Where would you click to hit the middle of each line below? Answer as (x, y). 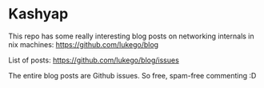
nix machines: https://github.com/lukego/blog (83, 44)
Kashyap (38, 14)
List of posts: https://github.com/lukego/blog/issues (94, 60)
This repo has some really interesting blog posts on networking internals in (131, 36)
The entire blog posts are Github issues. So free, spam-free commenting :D (132, 75)
